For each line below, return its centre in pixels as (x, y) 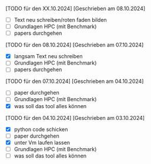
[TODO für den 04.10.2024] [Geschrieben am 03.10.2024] (75, 118)
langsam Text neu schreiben (48, 56)
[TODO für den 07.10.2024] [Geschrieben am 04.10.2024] (75, 81)
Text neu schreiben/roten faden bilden (60, 20)
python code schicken (41, 129)
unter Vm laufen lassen (42, 142)
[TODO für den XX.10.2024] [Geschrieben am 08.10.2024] (75, 9)
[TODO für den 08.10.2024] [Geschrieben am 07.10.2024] (75, 45)
